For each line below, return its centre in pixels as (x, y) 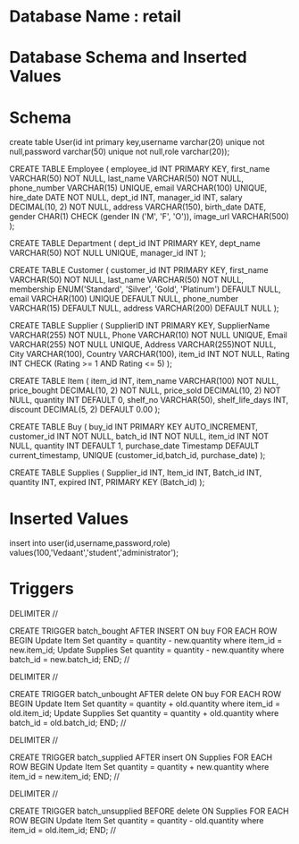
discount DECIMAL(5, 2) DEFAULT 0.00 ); (85, 410)
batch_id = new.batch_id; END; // (70, 660)
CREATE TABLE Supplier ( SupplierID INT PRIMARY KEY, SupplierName (140, 326)
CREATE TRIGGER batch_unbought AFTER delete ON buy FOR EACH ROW (145, 695)
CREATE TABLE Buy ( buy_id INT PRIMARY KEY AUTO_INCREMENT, (134, 427)
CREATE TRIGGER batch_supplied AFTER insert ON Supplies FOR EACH (141, 757)
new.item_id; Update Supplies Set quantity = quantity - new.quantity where (147, 650)
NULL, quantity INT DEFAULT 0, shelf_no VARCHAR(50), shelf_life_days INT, (149, 400)
